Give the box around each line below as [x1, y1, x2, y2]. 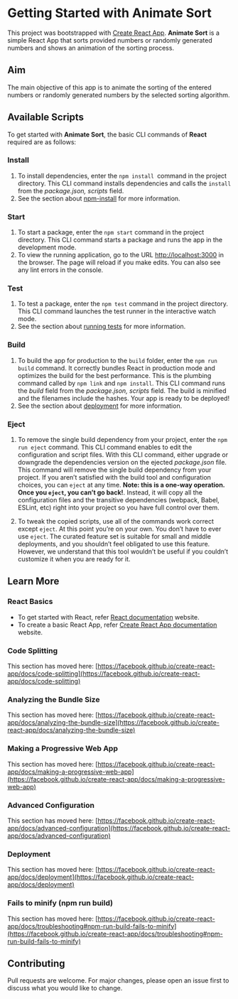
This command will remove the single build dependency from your [17, 465, 212, 474]
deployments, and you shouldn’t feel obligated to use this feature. [17, 540, 210, 549]
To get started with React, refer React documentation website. [17, 612, 200, 621]
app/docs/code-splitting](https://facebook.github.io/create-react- [7, 669, 200, 678]
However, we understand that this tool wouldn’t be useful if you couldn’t [17, 547, 229, 556]
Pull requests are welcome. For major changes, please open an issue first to [7, 976, 229, 985]
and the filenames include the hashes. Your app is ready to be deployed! [17, 394, 229, 402]
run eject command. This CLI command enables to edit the [17, 443, 193, 452]
